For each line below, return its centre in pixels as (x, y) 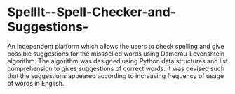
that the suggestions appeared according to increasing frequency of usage (116, 76)
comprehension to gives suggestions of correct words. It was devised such (116, 68)
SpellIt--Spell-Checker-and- (92, 12)
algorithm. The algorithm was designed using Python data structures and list (117, 61)
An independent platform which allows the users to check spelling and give (116, 46)
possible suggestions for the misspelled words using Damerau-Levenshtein (116, 54)
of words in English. (36, 83)
